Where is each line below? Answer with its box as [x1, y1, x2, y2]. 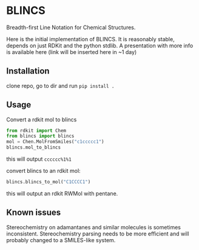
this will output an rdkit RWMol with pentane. [6, 189, 118, 197]
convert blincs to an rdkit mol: [6, 167, 81, 175]
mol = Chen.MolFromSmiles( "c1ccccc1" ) [6, 139, 104, 145]
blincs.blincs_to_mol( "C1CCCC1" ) [6, 179, 91, 185]
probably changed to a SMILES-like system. [6, 236, 116, 243]
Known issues [6, 208, 61, 218]
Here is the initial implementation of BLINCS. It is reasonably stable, [6, 35, 175, 42]
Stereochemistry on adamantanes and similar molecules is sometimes [6, 223, 181, 231]
